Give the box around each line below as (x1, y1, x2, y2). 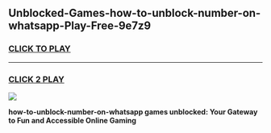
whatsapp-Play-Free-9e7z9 (8, 19, 152, 33)
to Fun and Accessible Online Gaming (8, 115, 137, 125)
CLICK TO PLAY (8, 44, 71, 55)
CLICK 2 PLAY (8, 73, 65, 85)
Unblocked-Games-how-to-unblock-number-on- (8, 6, 261, 20)
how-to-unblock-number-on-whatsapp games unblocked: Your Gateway (8, 106, 258, 116)
